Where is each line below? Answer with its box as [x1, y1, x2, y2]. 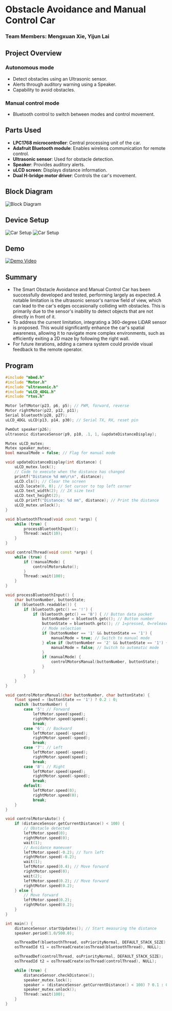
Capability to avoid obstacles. [12, 86, 76, 93]
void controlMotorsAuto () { [5, 816, 66, 822]
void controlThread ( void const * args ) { [5, 550, 93, 555]
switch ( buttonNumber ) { [14, 702, 68, 707]
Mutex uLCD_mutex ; [5, 441, 45, 446]
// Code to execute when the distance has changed [14, 469, 125, 474]
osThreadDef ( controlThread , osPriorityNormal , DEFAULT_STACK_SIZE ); [14, 954, 164, 959]
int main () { [5, 921, 33, 926]
